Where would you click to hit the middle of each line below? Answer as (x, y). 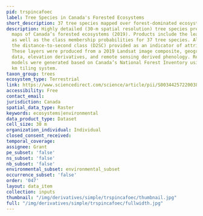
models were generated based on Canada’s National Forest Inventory (100, 62)
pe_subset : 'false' (31, 152)
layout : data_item (29, 186)
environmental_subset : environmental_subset (63, 169)
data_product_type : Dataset (42, 119)
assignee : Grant (27, 147)
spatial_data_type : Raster (40, 107)
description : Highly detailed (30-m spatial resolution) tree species (97, 29)
